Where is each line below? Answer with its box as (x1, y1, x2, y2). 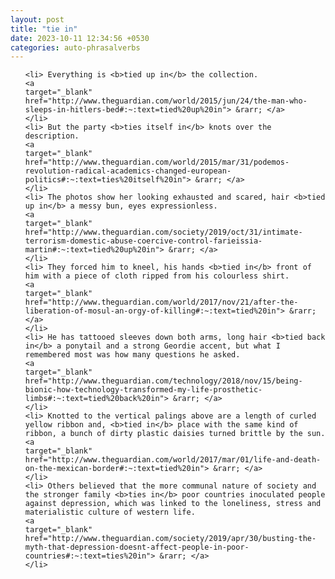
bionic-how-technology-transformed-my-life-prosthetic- (24, 385, 263, 395)
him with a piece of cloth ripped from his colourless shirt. (24, 271, 290, 281)
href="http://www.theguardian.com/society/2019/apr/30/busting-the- (24, 534, 317, 544)
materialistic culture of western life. (24, 507, 196, 518)
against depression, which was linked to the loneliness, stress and (24, 499, 322, 509)
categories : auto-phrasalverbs (10, 42, 141, 53)
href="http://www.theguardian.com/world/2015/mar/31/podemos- (24, 157, 290, 168)
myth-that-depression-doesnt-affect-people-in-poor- (24, 542, 250, 553)
